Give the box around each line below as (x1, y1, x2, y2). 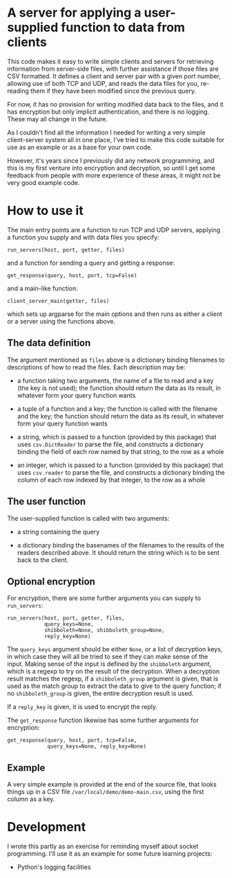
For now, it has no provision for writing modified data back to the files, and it (7, 100, 224, 108)
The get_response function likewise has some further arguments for (7, 716, 199, 725)
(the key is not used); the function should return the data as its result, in (17, 383, 221, 392)
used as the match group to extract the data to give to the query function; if (7, 682, 222, 690)
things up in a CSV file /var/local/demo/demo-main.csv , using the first (7, 788, 204, 796)
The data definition (7, 337, 91, 349)
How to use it (7, 203, 84, 219)
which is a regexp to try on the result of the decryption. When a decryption (7, 667, 220, 676)
